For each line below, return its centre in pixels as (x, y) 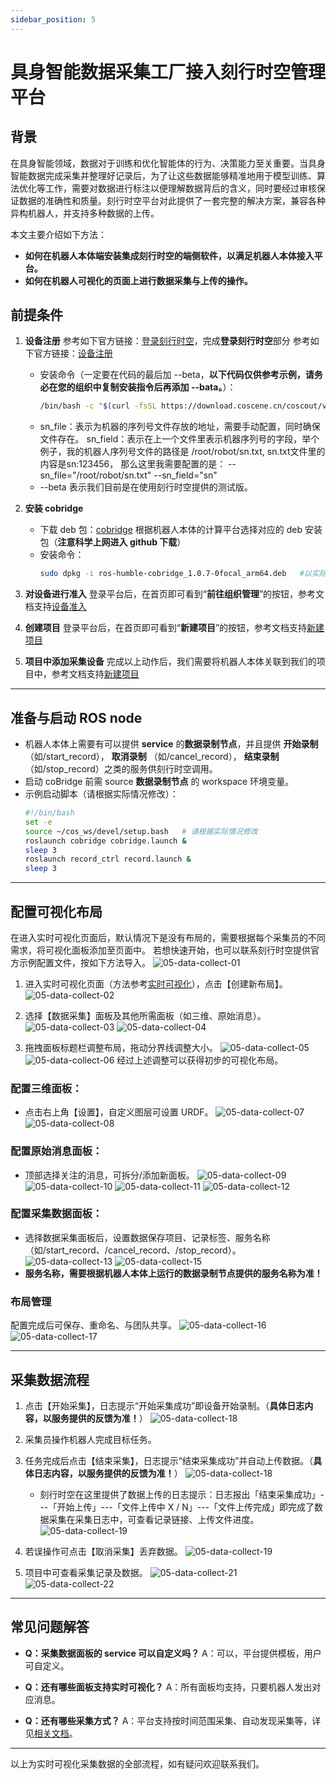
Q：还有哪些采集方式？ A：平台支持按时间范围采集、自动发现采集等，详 (173, 1720)
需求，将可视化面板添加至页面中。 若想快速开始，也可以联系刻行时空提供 (160, 950)
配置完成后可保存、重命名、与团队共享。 (93, 1325)
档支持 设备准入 (55, 607)
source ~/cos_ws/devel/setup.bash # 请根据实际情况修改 (141, 831)
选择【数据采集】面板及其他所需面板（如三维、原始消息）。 (145, 1015)
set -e (38, 822)
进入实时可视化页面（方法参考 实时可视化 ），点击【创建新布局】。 (156, 983)
